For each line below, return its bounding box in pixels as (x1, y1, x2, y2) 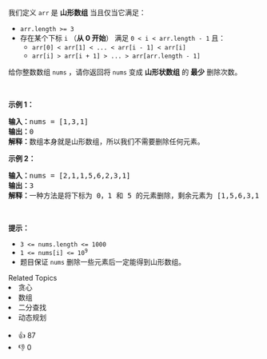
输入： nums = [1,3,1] (8, 118, 90, 126)
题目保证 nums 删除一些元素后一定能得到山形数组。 (19, 257, 186, 266)
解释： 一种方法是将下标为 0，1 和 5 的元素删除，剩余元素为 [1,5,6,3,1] (8, 191, 264, 200)
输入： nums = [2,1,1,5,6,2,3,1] (8, 171, 131, 180)
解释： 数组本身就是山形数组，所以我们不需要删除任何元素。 (8, 138, 205, 146)
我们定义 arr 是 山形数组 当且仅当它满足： (8, 8, 146, 17)
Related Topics (8, 273, 58, 282)
